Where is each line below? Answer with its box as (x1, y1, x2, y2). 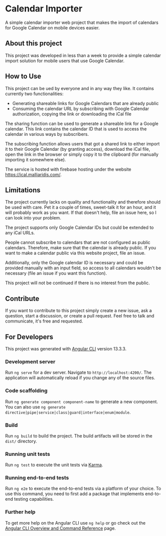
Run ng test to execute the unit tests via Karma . (5, 462, 103, 468)
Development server (5, 358, 55, 365)
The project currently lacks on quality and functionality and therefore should (5, 199, 161, 205)
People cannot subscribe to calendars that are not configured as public (5, 239, 151, 245)
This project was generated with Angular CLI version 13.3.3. (5, 346, 127, 351)
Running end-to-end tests (5, 474, 69, 481)
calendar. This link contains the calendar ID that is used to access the (5, 125, 147, 132)
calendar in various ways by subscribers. (5, 131, 89, 137)
